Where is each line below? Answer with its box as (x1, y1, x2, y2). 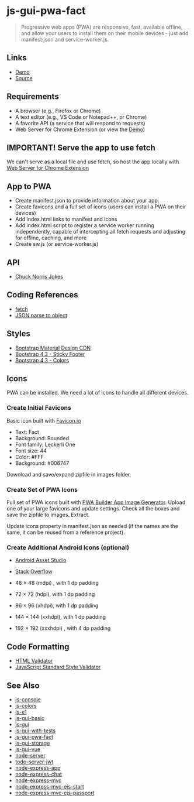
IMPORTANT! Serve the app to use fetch (6, 142, 155, 153)
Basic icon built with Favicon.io (6, 417, 81, 424)
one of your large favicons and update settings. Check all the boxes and (6, 505, 180, 512)
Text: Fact (15, 429, 40, 436)
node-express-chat (15, 770, 62, 777)
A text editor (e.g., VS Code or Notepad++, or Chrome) (15, 113, 147, 121)
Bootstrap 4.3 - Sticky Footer (15, 350, 85, 358)
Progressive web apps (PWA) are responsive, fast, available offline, (20, 23, 183, 30)
